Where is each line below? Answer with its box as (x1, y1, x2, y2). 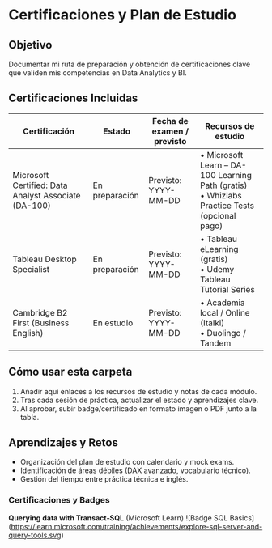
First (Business (12, 317, 70, 329)
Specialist (12, 263, 50, 274)
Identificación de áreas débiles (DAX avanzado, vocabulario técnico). (19, 465, 251, 475)
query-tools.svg (8, 530, 62, 540)
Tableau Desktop (12, 253, 77, 265)
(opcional (199, 210, 236, 221)
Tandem (199, 338, 232, 349)
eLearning (199, 243, 239, 254)
